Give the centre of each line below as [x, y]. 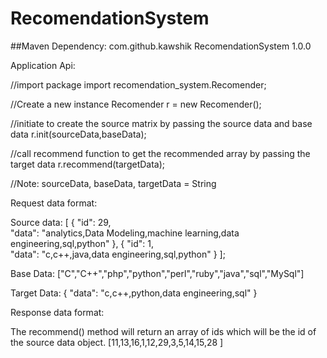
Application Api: [43, 65]
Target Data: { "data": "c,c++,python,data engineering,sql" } [134, 293]
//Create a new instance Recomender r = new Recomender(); [136, 104]
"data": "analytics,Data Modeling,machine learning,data [125, 233]
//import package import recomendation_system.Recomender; [138, 84]
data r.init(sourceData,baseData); [78, 134]
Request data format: [54, 203]
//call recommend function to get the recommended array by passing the [160, 153]
